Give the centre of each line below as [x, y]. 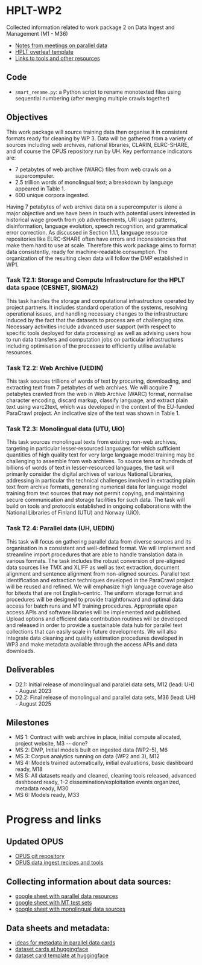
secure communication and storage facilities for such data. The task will [96, 500]
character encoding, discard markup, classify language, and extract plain [97, 400]
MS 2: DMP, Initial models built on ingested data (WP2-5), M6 [91, 750]
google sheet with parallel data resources [67, 896]
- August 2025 [33, 703]
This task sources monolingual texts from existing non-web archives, [92, 442]
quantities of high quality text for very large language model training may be [100, 455]
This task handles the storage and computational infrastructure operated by [100, 301]
